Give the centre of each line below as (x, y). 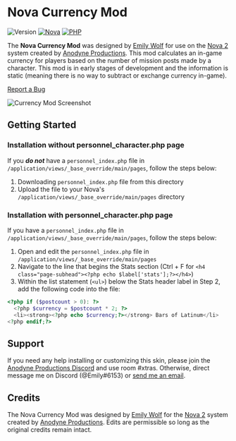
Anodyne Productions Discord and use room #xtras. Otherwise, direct (108, 368)
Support (26, 343)
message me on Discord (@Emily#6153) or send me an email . (97, 375)
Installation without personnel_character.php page (96, 145)
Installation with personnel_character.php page (90, 215)
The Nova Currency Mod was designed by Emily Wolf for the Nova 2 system (118, 415)
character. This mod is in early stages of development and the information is (118, 68)
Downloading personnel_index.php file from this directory (101, 181)
